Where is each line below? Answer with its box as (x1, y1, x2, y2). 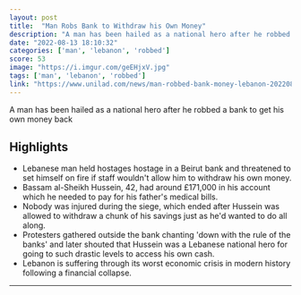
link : (9, 80, 30, 88)
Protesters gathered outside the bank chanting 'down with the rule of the (21, 230, 291, 240)
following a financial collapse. (21, 267, 133, 278)
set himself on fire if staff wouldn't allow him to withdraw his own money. (21, 173, 292, 183)
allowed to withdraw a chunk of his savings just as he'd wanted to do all (21, 211, 288, 222)
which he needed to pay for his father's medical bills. (21, 191, 219, 202)
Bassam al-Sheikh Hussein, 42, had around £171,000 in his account (21, 182, 271, 193)
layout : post (9, 13, 58, 22)
